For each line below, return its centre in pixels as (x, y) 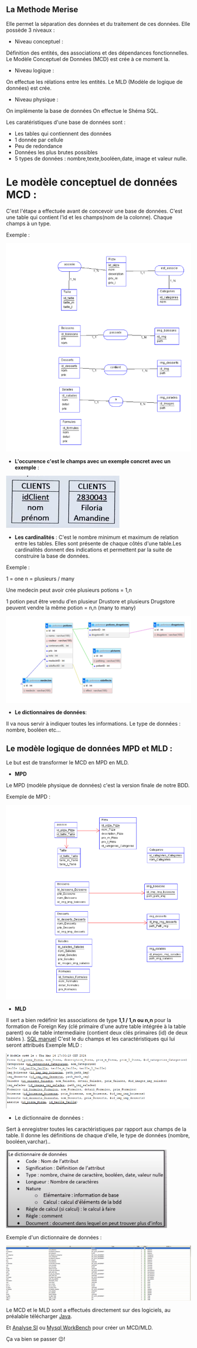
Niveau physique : (36, 99)
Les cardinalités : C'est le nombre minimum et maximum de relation (96, 537)
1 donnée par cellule (39, 140)
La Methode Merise (42, 10)
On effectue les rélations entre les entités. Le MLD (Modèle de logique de (94, 82)
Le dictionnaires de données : (50, 712)
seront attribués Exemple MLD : (44, 1045)
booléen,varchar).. (28, 1141)
